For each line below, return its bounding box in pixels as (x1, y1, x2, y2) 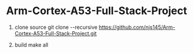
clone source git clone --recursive (14, 24, 98, 31)
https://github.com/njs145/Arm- (98, 24, 175, 31)
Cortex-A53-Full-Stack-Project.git (14, 29, 97, 37)
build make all (14, 41, 49, 48)
